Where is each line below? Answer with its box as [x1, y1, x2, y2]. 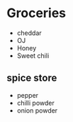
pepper [16, 91, 39, 99]
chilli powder [16, 98, 55, 107]
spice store [6, 72, 57, 84]
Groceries [6, 5, 67, 21]
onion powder [16, 106, 58, 115]
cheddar [16, 29, 42, 37]
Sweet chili [16, 51, 50, 60]
